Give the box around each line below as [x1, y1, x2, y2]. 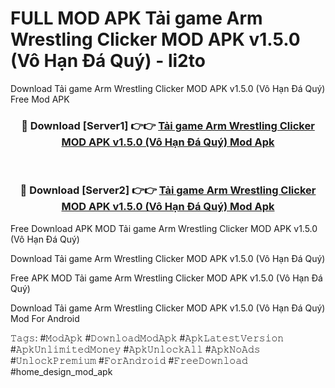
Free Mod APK [10, 93, 70, 105]
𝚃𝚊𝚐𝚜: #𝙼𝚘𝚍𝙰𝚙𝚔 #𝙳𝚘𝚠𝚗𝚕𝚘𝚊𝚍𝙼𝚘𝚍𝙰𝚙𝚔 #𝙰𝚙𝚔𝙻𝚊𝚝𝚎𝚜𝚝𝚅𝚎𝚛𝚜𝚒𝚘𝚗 [10, 332, 285, 344]
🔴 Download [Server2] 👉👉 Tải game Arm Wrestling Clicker [19, 183, 317, 197]
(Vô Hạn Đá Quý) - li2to [10, 50, 206, 72]
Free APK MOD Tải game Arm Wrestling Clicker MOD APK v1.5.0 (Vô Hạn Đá [10, 272, 323, 284]
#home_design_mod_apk [10, 365, 113, 377]
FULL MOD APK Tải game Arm [10, 7, 263, 30]
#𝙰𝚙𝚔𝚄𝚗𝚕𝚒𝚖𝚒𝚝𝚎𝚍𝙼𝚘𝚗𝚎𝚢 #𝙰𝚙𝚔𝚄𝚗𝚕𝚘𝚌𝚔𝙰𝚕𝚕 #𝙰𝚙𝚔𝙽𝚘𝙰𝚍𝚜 [10, 343, 261, 355]
